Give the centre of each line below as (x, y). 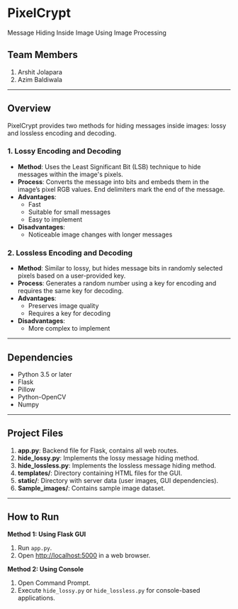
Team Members (42, 55)
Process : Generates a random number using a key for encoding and (117, 283)
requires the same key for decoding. (70, 291)
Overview (29, 109)
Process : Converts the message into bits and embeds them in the (113, 181)
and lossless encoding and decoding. (62, 133)
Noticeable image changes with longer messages (100, 234)
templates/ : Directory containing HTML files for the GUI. (100, 473)
